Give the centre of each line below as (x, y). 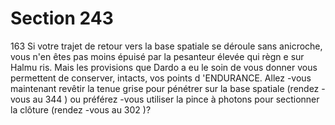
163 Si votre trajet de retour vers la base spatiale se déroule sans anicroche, (166, 46)
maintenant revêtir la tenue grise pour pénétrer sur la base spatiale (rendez (165, 88)
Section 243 (62, 18)
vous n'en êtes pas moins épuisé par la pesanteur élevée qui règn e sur (157, 56)
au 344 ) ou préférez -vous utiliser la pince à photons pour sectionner (176, 99)
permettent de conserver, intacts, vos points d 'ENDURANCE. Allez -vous (161, 78)
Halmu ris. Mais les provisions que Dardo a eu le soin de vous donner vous (164, 67)
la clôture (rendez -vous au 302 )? (81, 109)
